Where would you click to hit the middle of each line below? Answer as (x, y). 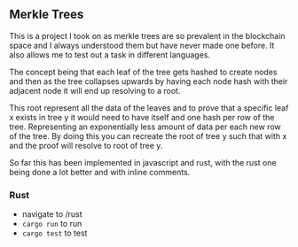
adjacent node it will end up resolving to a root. (95, 90)
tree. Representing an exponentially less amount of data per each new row (145, 127)
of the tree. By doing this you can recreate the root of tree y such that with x (148, 135)
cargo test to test (55, 233)
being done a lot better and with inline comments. (100, 172)
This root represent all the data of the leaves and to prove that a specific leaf (149, 108)
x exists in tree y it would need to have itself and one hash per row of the (142, 117)
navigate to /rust (52, 214)
